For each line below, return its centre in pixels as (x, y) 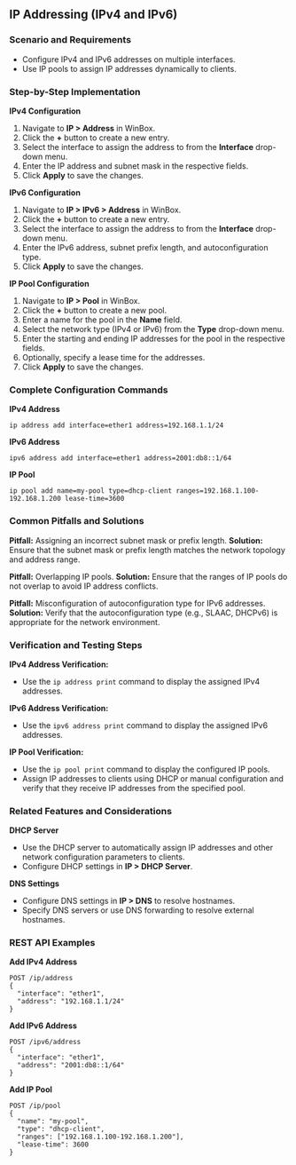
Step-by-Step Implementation (75, 91)
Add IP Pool (31, 1090)
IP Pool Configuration (50, 283)
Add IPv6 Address (43, 1026)
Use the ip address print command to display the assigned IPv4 (141, 681)
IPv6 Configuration (45, 192)
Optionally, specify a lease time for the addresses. (113, 357)
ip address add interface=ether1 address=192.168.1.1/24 (117, 425)
